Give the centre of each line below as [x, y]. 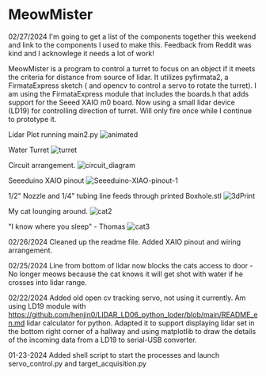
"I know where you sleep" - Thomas [67, 226]
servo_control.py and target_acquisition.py [78, 363]
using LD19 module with [47, 306]
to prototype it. [32, 119]
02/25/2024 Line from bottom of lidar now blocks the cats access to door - [131, 265]
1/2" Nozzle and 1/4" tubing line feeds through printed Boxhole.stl [115, 196]
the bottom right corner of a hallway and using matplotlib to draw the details [132, 331]
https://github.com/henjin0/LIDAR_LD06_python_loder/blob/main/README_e [133, 314]
